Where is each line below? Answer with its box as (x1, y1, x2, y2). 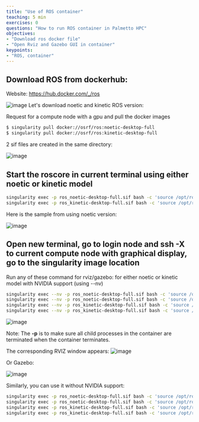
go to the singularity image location (6, 258, 140, 268)
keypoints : (6, 47, 33, 53)
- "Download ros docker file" (6, 36, 81, 42)
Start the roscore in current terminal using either (6, 169, 189, 179)
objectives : (6, 31, 36, 37)
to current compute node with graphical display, (6, 249, 188, 259)
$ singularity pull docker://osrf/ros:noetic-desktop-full (6, 125, 155, 131)
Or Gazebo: (6, 359, 34, 366)
